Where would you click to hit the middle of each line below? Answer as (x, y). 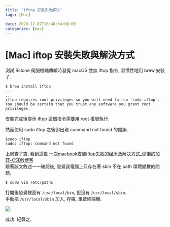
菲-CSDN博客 (20, 160)
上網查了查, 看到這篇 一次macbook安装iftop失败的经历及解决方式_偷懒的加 (82, 154)
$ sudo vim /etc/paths (29, 183)
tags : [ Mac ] (18, 15)
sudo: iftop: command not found (39, 144)
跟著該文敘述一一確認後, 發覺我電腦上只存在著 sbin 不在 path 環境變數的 (80, 166)
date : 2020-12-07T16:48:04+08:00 (41, 24)
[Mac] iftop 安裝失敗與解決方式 (70, 55)
